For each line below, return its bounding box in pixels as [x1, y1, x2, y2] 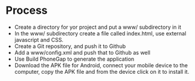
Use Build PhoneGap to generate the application [14, 55, 135, 62]
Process [5, 4, 48, 17]
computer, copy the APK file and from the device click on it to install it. [14, 68, 190, 75]
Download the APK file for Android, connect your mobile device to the [14, 61, 188, 69]
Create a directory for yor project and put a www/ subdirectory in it [14, 23, 182, 31]
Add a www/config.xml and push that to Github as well [14, 49, 150, 56]
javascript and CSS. [14, 36, 64, 43]
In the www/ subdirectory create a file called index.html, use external [14, 29, 187, 37]
